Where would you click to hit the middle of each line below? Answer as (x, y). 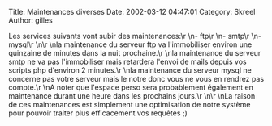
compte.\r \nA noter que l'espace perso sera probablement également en (131, 87)
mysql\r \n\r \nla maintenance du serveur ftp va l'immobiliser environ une (130, 44)
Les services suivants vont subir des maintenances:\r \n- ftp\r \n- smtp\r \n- (135, 36)
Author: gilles (30, 20)
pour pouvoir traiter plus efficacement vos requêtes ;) (98, 113)
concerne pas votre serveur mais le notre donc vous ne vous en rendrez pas (136, 79)
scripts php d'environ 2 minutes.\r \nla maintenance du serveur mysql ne (130, 70)
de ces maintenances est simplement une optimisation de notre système (130, 105)
